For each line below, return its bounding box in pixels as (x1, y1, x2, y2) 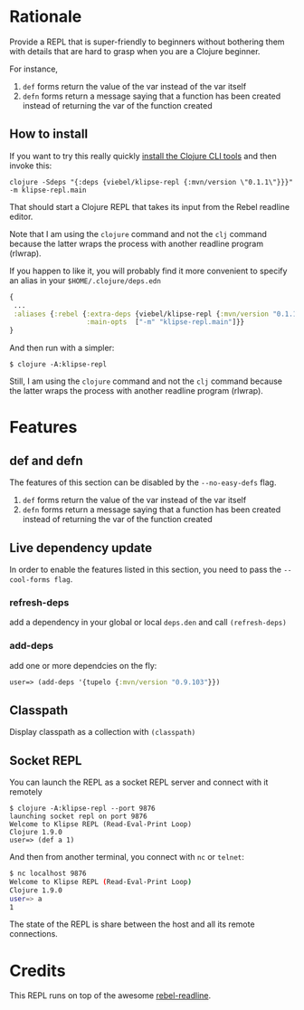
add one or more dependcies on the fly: (9, 660, 157, 671)
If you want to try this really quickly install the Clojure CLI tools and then (9, 150, 278, 161)
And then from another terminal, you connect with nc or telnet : (9, 852, 244, 862)
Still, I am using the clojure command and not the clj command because (9, 376, 283, 386)
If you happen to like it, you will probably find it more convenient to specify (9, 265, 288, 276)
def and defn (9, 453, 83, 468)
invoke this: (9, 160, 52, 171)
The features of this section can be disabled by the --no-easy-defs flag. (9, 477, 277, 488)
